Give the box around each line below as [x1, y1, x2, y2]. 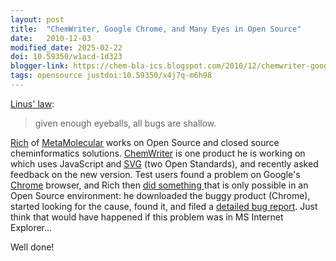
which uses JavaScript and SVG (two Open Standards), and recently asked [10, 157, 319, 170]
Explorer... [10, 221, 53, 233]
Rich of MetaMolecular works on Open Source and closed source [10, 136, 280, 148]
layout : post [10, 14, 65, 25]
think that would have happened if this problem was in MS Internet [10, 211, 284, 223]
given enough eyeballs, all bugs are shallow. [34, 117, 217, 129]
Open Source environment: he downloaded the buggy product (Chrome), [10, 189, 311, 201]
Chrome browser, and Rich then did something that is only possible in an [10, 179, 309, 191]
